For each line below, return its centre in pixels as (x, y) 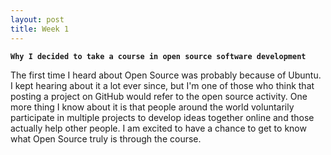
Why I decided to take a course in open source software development (158, 56)
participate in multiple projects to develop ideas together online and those (162, 117)
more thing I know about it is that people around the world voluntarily (152, 107)
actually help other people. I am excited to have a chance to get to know (158, 128)
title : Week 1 (40, 29)
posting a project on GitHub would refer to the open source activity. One (159, 96)
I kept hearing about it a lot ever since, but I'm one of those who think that (162, 85)
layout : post (37, 19)
